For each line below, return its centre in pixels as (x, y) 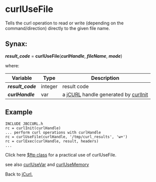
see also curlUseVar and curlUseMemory (47, 164)
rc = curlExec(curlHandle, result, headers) (52, 141)
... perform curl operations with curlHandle (53, 132)
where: (12, 65)
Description (105, 78)
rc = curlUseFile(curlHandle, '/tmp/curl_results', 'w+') (66, 137)
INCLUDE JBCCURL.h (24, 124)
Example (19, 112)
